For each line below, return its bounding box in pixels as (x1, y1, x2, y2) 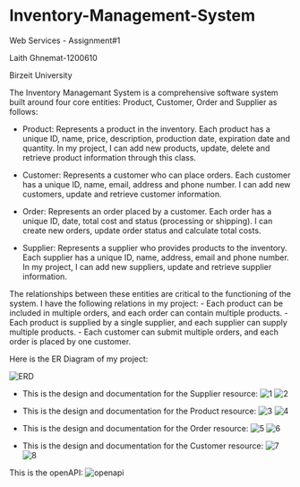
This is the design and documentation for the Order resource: (21, 422, 249, 433)
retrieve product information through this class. (21, 152, 197, 162)
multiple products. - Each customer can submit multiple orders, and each (9, 326, 279, 337)
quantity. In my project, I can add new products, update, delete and (21, 143, 270, 153)
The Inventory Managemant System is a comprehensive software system (9, 87, 279, 98)
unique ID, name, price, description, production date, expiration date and (21, 133, 291, 143)
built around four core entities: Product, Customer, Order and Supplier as (9, 96, 278, 108)
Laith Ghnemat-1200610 (9, 52, 99, 63)
